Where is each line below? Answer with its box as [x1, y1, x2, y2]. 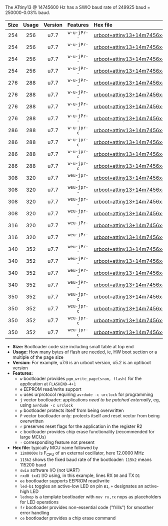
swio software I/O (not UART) [19, 467, 80, 473]
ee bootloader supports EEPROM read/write [19, 477, 110, 483]
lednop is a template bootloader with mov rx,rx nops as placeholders [19, 493, 161, 499]
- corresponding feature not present [19, 439, 95, 445]
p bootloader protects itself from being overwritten [19, 407, 124, 413]
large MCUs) [19, 434, 46, 440]
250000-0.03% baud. [5, 10, 50, 16]
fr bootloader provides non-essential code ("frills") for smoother [19, 504, 154, 510]
